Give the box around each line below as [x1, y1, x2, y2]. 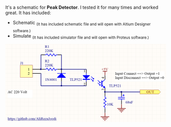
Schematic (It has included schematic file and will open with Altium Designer [12, 20, 151, 27]
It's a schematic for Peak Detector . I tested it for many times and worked [5, 5, 159, 10]
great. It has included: [5, 10, 51, 16]
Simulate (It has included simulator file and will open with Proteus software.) [12, 33, 150, 40]
